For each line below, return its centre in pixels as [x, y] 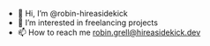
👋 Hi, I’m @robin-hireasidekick [72, 13]
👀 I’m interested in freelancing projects [88, 23]
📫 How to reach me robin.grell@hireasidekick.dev [109, 32]
